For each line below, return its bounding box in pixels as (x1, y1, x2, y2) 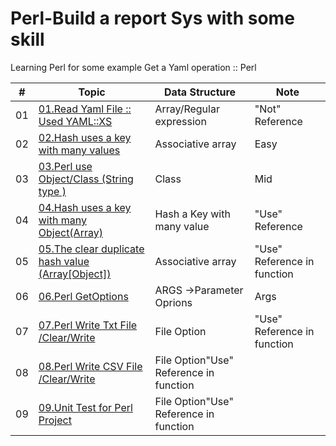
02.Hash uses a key (38, 130, 132, 144)
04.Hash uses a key (38, 200, 132, 214)
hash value (38, 254, 90, 268)
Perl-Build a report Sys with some (10, 7, 295, 30)
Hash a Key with (154, 207, 231, 221)
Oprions (154, 295, 193, 309)
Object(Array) (38, 225, 103, 239)
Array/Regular (154, 102, 220, 116)
